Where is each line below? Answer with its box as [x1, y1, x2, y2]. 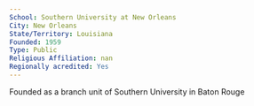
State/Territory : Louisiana [9, 29, 114, 38]
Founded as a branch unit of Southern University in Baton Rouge [9, 86, 245, 97]
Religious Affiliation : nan [9, 54, 114, 63]
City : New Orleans [9, 21, 77, 30]
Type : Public [9, 46, 58, 55]
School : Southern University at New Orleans [9, 12, 177, 22]
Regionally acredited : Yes [9, 63, 109, 72]
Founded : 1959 [9, 37, 62, 47]
